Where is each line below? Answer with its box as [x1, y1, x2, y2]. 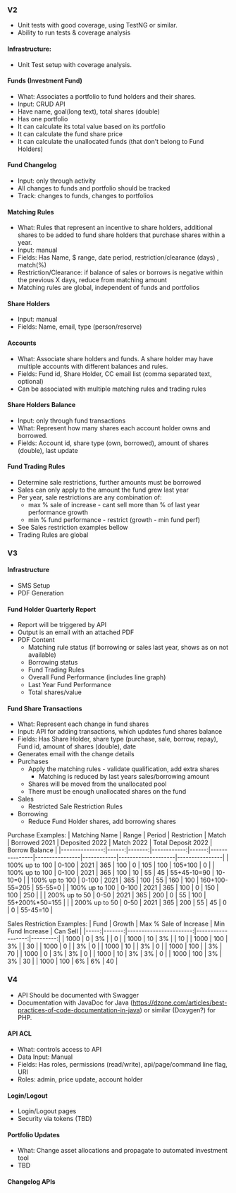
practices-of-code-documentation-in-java [17, 1005, 140, 1014]
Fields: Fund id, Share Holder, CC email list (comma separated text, [17, 369, 213, 378]
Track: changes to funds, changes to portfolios [17, 191, 154, 200]
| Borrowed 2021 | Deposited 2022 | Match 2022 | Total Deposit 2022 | [7, 838, 213, 847]
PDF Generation [17, 589, 64, 598]
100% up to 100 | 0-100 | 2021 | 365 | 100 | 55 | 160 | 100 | [30, 876, 199, 885]
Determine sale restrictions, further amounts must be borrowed [17, 478, 201, 486]
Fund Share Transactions [7, 704, 82, 713]
